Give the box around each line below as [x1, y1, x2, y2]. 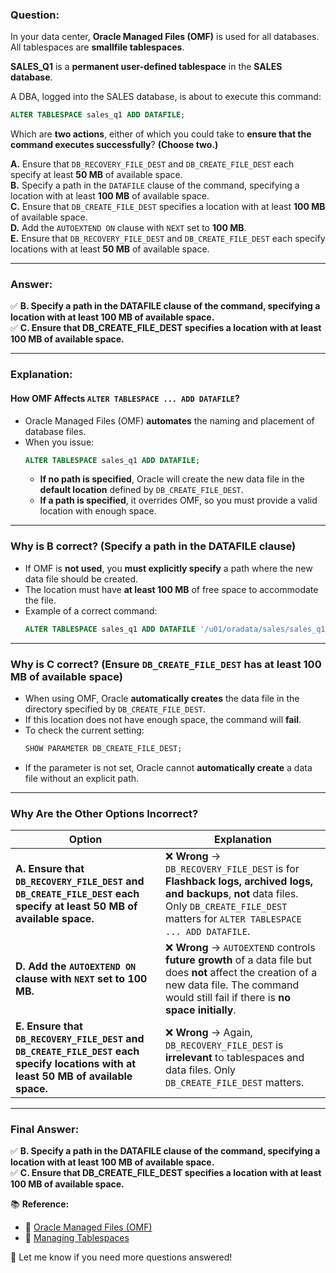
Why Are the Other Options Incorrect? [10, 806, 199, 820]
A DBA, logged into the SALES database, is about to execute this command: [10, 91, 322, 103]
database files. [24, 425, 87, 437]
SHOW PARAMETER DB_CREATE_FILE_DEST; [24, 743, 183, 753]
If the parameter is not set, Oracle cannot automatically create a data [24, 761, 313, 773]
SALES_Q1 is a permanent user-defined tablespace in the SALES [10, 61, 283, 73]
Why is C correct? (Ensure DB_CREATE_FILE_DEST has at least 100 [10, 657, 322, 671]
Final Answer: [10, 1123, 80, 1137]
